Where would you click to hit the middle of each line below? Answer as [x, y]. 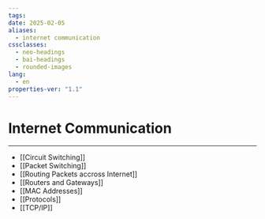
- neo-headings [40, 52]
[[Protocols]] [40, 199]
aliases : [22, 30]
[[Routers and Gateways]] [62, 183]
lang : [17, 74]
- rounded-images [44, 67]
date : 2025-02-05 [37, 23]
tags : [17, 15]
